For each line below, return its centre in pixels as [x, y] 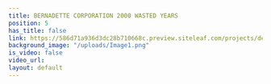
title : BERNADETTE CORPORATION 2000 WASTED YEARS [94, 16]
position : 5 [28, 23]
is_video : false [35, 53]
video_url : [27, 61]
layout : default [35, 68]
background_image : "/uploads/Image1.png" [79, 46]
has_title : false [38, 30]
